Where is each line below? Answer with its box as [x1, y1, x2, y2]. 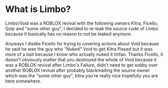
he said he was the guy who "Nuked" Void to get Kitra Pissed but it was [5, 46, 153, 52]
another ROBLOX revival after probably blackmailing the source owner [5, 67, 150, 73]
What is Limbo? [5, 4, 71, 15]
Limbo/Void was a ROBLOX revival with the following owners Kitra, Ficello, [5, 20, 158, 26]
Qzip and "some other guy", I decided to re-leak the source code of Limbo [5, 25, 159, 31]
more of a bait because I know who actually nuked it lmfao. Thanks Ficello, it [5, 51, 163, 57]
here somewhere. [5, 78, 42, 84]
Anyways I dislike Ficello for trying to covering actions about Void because [5, 40, 159, 46]
